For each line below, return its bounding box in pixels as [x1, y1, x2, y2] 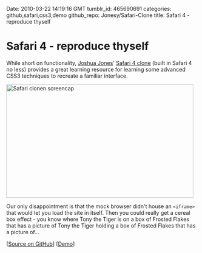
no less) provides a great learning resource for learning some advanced [6, 66, 186, 73]
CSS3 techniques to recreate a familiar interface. [6, 72, 129, 79]
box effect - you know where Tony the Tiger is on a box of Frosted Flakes [6, 215, 190, 223]
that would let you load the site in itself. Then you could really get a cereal [6, 209, 190, 216]
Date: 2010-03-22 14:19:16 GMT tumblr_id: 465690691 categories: [6, 5, 172, 12]
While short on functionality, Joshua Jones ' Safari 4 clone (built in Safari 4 [6, 59, 192, 66]
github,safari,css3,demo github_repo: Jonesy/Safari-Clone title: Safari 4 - [6, 12, 190, 19]
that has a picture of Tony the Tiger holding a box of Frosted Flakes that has [6, 221, 196, 229]
